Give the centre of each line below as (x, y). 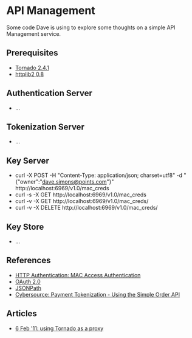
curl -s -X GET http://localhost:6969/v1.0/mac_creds (81, 195)
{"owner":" (29, 182)
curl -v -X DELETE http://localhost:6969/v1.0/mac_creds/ (86, 208)
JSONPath (28, 288)
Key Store (25, 226)
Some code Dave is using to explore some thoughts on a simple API (91, 27)
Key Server (28, 161)
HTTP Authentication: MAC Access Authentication (78, 275)
